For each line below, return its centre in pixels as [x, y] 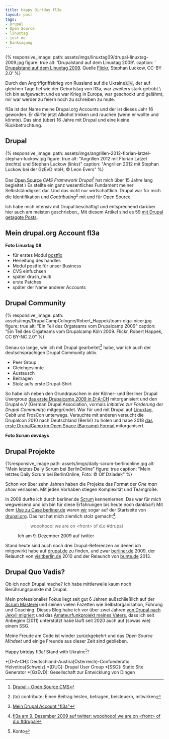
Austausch [24, 373]
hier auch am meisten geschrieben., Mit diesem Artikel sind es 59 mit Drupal [84, 212]
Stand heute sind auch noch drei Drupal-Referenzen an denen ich [73, 545]
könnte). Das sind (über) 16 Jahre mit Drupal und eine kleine [67, 120]
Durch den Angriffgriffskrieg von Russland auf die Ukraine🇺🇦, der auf [78, 83]
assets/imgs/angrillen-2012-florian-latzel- [108, 153]
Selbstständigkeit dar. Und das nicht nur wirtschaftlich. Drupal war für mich [83, 191]
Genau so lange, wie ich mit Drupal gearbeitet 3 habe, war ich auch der [78, 347]
